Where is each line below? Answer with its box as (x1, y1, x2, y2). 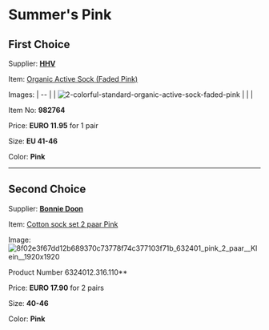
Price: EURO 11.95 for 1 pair (8, 121, 98, 130)
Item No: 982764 (8, 106, 66, 115)
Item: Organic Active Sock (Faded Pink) (8, 74, 139, 83)
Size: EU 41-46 (8, 136, 58, 146)
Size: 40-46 (8, 298, 50, 308)
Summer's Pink (8, 6, 112, 24)
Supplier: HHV (8, 58, 56, 68)
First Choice (8, 38, 70, 51)
